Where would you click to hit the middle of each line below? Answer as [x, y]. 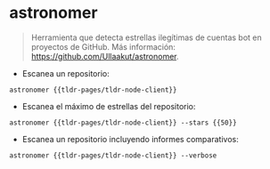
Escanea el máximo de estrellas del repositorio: [109, 106]
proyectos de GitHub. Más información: [103, 46]
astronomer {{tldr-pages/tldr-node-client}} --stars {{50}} [123, 123]
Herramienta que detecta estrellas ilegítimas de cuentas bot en [147, 37]
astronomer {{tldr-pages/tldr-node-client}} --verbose [113, 155]
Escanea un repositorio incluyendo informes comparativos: [130, 139]
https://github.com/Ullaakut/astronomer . [105, 56]
